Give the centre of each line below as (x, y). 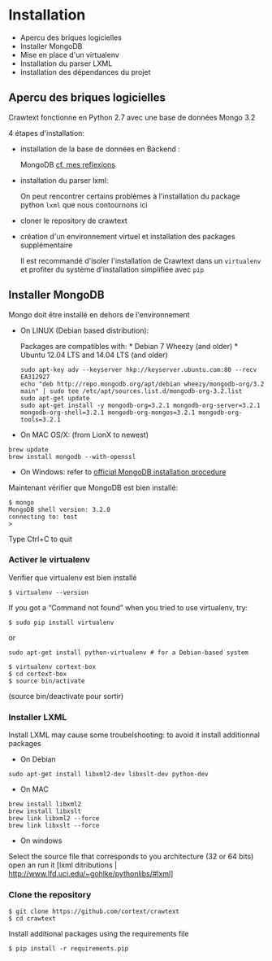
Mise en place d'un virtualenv (69, 55)
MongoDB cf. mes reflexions (68, 164)
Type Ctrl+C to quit (41, 539)
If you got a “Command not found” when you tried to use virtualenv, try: (128, 607)
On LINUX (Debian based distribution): (84, 330)
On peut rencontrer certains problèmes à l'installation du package (130, 196)
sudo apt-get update (55, 398)
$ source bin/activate (47, 681)
